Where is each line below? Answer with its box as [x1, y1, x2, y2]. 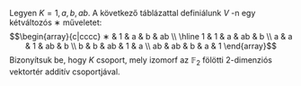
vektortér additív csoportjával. [9, 66, 120, 77]
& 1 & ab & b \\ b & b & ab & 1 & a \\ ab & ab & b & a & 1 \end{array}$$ [25, 40, 277, 51]
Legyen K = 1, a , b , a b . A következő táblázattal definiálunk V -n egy [9, 8, 256, 18]
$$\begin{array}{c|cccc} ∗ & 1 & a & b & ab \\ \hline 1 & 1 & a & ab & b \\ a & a [9, 31, 293, 41]
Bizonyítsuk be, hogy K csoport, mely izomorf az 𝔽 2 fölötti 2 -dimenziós [9, 55, 272, 67]
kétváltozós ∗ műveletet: [9, 17, 102, 28]
